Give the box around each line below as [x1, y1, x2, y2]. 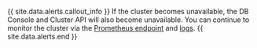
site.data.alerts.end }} [7, 31, 78, 41]
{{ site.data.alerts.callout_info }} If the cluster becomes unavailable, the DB [7, 7, 249, 16]
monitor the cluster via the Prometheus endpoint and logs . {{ [7, 24, 204, 32]
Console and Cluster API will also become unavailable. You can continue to [7, 15, 250, 24]
